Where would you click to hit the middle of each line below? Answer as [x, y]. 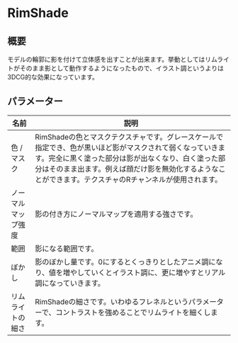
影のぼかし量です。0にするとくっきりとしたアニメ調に [125, 262]
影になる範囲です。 [67, 248]
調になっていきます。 [70, 283]
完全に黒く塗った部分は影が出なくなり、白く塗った [133, 158]
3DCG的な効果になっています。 [53, 77]
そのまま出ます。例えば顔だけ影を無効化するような [134, 169]
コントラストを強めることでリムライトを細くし [133, 312]
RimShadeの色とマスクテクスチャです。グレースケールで [129, 137]
